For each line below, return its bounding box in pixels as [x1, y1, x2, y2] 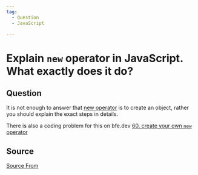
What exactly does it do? [6, 64, 134, 78]
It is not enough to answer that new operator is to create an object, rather [6, 104, 190, 112]
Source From [6, 162, 39, 170]
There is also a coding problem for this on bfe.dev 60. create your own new [6, 122, 192, 130]
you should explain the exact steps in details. [6, 110, 119, 118]
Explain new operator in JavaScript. [6, 51, 183, 65]
